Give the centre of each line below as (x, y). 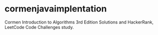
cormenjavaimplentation (56, 9)
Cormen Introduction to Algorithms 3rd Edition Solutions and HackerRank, (79, 22)
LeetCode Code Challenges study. (39, 27)
